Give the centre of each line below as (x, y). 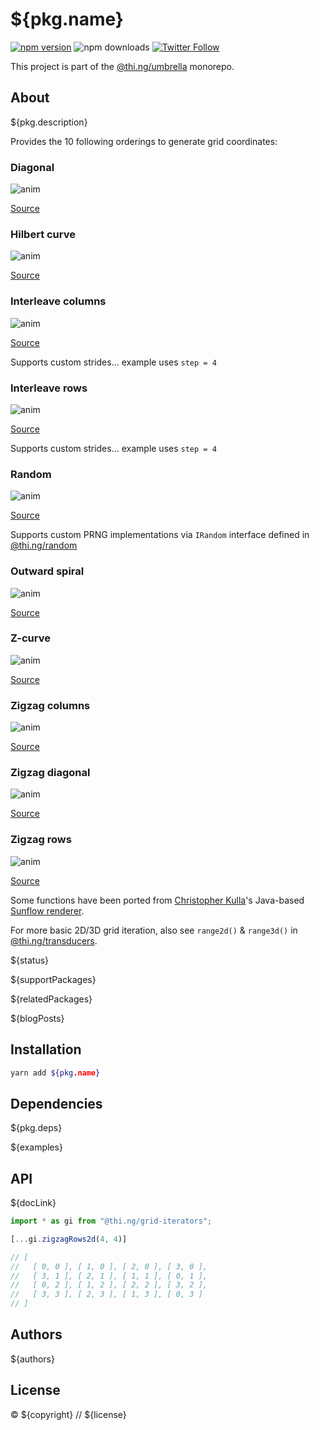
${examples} (36, 1147)
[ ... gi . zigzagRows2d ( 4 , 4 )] (69, 1239)
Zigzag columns (50, 705)
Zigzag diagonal (50, 773)
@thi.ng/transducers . (54, 940)
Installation (46, 1049)
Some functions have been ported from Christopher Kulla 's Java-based (157, 900)
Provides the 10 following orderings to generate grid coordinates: (144, 141)
